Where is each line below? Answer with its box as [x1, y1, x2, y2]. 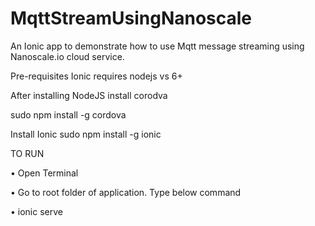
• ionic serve [10, 205, 63, 217]
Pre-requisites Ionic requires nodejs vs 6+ [10, 70, 183, 82]
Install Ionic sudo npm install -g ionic [10, 128, 162, 140]
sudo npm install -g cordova [10, 108, 127, 121]
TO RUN [10, 147, 45, 159]
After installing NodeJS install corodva [10, 89, 168, 101]
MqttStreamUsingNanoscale [10, 7, 253, 30]
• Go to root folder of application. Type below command [10, 186, 242, 198]
